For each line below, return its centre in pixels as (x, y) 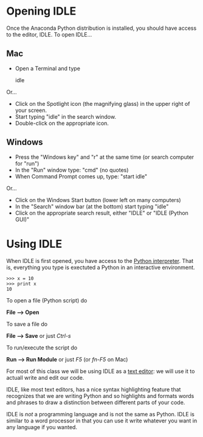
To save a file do (27, 324)
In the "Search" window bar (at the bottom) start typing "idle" (92, 206)
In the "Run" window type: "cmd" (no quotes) (72, 170)
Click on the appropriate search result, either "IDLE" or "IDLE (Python (101, 213)
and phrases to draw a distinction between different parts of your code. (96, 402)
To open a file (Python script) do (47, 300)
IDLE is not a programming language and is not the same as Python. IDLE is (100, 414)
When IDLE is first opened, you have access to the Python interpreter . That (100, 260)
